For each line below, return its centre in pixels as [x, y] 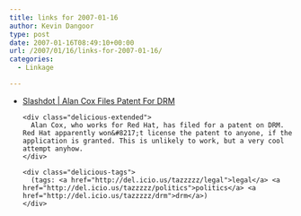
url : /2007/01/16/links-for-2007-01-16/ [86, 51]
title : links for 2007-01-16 [64, 17]
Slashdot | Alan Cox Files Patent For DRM [98, 100]
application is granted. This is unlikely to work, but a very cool [153, 141]
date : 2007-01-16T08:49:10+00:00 [72, 43]
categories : [31, 59]
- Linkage [35, 68]
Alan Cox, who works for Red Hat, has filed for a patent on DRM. [158, 125]
